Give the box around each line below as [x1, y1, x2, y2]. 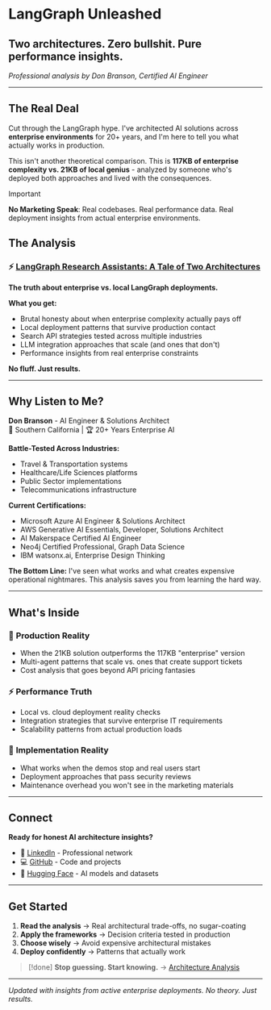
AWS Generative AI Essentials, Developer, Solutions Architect [19, 525, 223, 535]
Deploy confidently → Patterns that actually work [19, 947, 186, 957]
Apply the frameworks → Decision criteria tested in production [19, 929, 231, 940]
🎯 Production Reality [8, 630, 90, 641]
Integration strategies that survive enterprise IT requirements [19, 716, 223, 726]
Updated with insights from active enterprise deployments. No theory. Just [8, 986, 257, 995]
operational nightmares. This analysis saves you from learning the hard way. [8, 574, 262, 585]
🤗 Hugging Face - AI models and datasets [19, 869, 159, 879]
